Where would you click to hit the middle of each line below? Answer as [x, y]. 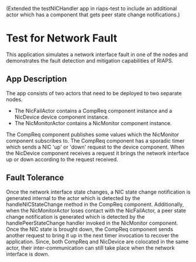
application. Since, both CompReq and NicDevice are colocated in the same [97, 242]
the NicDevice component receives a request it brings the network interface [97, 153]
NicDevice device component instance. [62, 117]
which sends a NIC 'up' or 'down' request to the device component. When [95, 147]
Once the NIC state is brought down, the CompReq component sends [90, 229]
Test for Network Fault [62, 38]
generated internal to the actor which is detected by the [73, 198]
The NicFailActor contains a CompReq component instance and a [93, 111]
